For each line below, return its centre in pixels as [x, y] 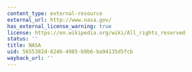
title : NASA [24, 45]
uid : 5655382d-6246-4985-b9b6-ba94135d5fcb [70, 52]
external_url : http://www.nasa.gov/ [59, 20]
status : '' [23, 39]
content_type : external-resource [55, 13]
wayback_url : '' [30, 58]
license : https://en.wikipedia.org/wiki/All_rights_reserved [96, 33]
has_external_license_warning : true [59, 26]
